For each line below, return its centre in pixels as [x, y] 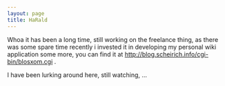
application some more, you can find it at [65, 54]
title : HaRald [28, 20]
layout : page [26, 13]
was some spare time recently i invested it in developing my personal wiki [112, 47]
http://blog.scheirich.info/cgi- [167, 54]
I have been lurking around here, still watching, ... [77, 75]
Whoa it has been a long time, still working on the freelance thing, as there [113, 39]
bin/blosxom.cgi [30, 61]
